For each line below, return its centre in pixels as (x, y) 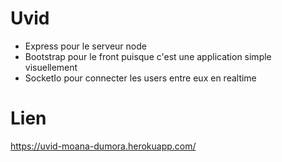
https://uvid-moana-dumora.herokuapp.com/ (103, 146)
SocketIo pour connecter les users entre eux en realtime (140, 78)
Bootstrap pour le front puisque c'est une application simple (148, 56)
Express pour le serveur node (85, 46)
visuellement (51, 67)
